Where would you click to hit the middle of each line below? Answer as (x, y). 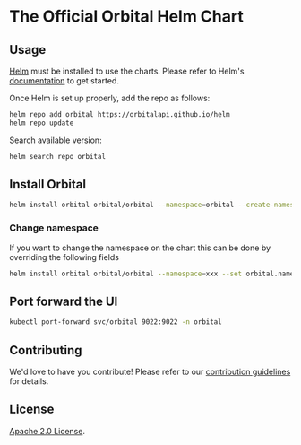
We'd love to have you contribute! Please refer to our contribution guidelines (150, 371)
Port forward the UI (64, 301)
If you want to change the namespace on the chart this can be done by (140, 248)
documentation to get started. (64, 81)
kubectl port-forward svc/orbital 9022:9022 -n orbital (116, 322)
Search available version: (56, 140)
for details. (29, 381)
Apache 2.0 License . (47, 431)
